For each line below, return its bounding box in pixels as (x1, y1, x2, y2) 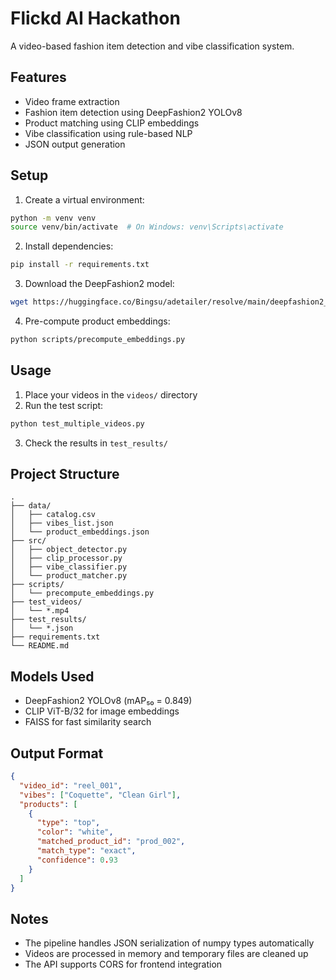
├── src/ (10, 536, 47, 546)
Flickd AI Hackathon (10, 7, 181, 30)
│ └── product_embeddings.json (10, 527, 150, 537)
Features (10, 69, 67, 86)
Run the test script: (24, 399, 104, 411)
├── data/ (10, 501, 52, 511)
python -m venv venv (10, 213, 97, 223)
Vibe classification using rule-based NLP (24, 127, 193, 139)
